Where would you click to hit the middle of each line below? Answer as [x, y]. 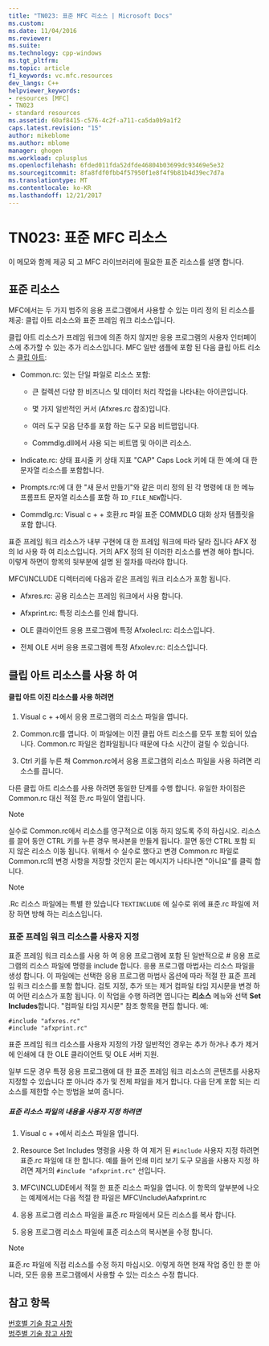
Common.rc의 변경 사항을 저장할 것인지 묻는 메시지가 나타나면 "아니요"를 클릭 [130, 861]
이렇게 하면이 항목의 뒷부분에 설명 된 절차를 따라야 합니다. [98, 562]
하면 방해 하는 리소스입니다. [59, 914]
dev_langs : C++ [34, 83]
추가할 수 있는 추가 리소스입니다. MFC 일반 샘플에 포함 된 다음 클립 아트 [134, 348]
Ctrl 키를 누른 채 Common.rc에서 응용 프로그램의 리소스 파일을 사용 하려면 [136, 761]
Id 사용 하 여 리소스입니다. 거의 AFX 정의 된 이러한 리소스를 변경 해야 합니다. [135, 551]
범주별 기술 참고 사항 [41, 1334]
